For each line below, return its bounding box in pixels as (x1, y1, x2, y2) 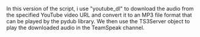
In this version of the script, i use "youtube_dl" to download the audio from (6, 5, 194, 12)
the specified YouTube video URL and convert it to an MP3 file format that (6, 11, 193, 18)
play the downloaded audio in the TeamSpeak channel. (6, 24, 145, 31)
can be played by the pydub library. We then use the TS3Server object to (6, 18, 190, 24)
